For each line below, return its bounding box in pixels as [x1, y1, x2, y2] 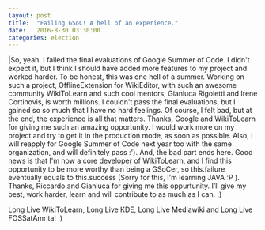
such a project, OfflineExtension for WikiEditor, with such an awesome [8, 81, 237, 90]
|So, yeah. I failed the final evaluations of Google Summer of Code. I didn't [8, 55, 251, 65]
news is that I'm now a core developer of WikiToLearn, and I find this [8, 156, 232, 166]
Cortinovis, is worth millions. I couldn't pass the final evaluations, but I [8, 97, 236, 107]
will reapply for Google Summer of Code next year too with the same [8, 139, 232, 149]
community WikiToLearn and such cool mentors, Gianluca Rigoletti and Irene [8, 89, 258, 99]
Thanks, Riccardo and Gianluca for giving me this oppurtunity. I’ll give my [8, 181, 247, 190]
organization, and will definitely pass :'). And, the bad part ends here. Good [8, 148, 253, 157]
